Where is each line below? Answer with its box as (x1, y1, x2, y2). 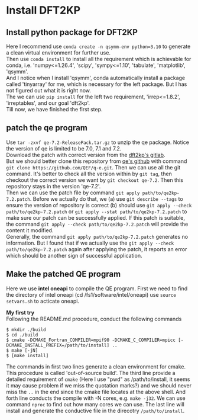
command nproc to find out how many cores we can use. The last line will (6, 400, 185, 408)
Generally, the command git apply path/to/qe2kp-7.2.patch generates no (6, 233, 188, 240)
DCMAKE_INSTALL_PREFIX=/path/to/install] (6, 342, 110, 348)
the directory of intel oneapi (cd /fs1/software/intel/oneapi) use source (6, 291, 176, 298)
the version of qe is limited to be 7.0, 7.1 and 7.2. (6, 145, 122, 152)
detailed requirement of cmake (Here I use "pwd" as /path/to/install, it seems (6, 376, 190, 383)
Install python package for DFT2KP (6, 27, 138, 37)
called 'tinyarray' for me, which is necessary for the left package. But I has (6, 81, 187, 88)
